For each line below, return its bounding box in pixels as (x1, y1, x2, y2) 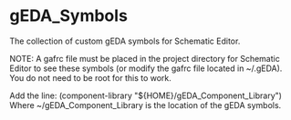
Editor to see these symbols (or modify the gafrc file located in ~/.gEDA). (9, 63, 283, 74)
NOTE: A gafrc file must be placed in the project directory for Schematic (9, 53, 280, 64)
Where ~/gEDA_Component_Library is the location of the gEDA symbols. (9, 99, 282, 110)
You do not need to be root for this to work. (9, 72, 171, 83)
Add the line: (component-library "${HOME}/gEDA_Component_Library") (9, 90, 283, 101)
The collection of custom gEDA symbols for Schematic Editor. (9, 35, 241, 46)
